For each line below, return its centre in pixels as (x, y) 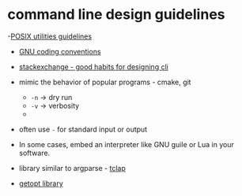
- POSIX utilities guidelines (50, 36)
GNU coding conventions (60, 51)
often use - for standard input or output (83, 129)
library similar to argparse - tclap (72, 168)
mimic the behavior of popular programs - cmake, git (105, 82)
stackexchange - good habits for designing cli (94, 67)
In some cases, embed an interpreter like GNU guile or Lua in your (126, 144)
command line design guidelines (117, 15)
